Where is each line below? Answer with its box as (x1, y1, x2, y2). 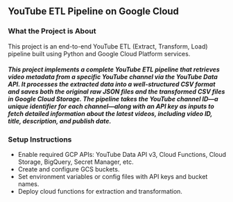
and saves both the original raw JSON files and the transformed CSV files (8, 87, 225, 96)
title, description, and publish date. (8, 117, 112, 126)
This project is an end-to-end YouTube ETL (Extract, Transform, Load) (8, 42, 208, 51)
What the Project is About (8, 26, 96, 36)
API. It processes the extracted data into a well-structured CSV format (8, 80, 216, 89)
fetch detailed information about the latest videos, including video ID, (8, 110, 213, 118)
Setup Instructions (8, 135, 72, 144)
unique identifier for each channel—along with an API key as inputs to (8, 102, 214, 110)
